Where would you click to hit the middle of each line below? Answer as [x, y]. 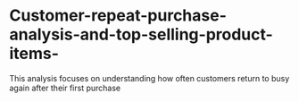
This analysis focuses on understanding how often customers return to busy [149, 78]
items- [34, 54]
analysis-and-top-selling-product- [141, 34]
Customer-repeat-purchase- [118, 16]
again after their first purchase [65, 88]
